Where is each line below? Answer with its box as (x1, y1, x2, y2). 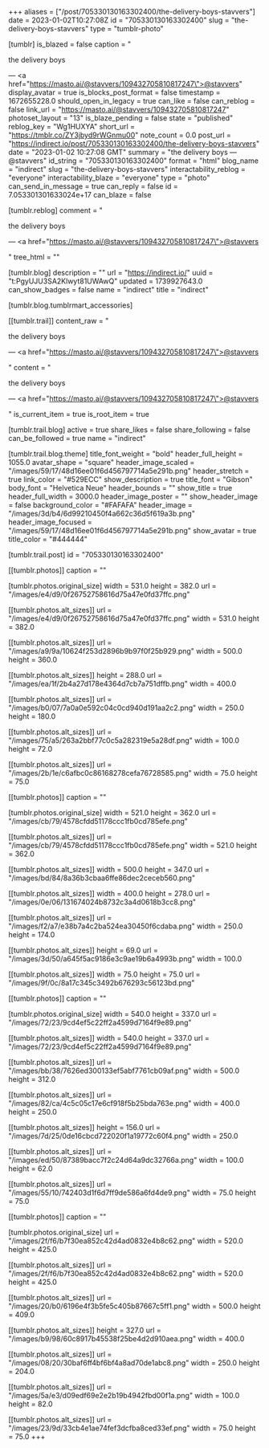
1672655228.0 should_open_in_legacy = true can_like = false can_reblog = (8, 96, 255, 105)
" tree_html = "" (8, 252, 60, 262)
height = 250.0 (8, 1107, 58, 1116)
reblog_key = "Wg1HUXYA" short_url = (8, 122, 135, 131)
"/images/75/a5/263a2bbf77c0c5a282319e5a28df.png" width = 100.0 (8, 736, 239, 745)
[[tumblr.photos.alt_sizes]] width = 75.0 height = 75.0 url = (8, 969, 201, 979)
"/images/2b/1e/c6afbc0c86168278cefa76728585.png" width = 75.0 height (8, 769, 259, 777)
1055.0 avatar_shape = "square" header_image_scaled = (8, 458, 195, 467)
